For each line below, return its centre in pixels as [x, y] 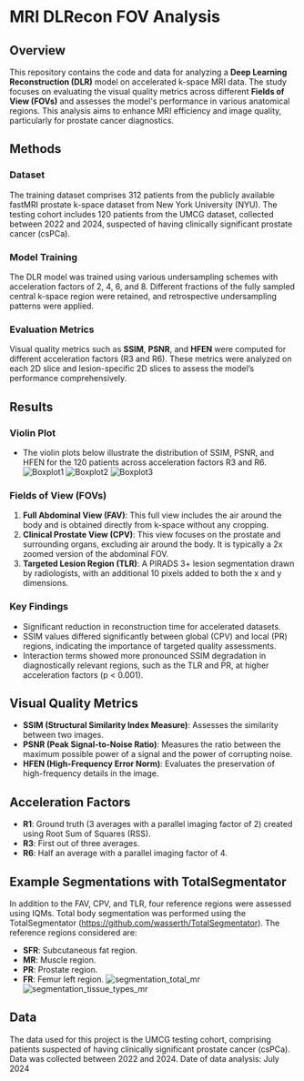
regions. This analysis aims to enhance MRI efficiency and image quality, [146, 111]
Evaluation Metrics [52, 329]
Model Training [44, 257]
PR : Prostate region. [60, 970]
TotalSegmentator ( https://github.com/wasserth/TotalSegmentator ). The [145, 923]
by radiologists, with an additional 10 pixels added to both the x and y [152, 573]
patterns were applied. [51, 306]
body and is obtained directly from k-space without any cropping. [146, 525]
